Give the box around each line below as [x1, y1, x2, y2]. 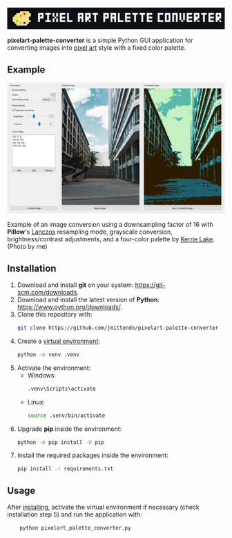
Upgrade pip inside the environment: [17, 425, 122, 433]
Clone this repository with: [17, 310, 93, 319]
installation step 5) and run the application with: [7, 510, 143, 519]
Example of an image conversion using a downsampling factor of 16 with [7, 221, 214, 229]
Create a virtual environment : [17, 337, 100, 345]
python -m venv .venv [17, 351, 79, 358]
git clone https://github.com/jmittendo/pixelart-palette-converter [17, 324, 219, 332]
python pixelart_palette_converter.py [19, 525, 131, 532]
